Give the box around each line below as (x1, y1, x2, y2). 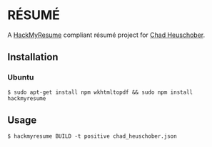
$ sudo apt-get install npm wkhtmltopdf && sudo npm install (7, 89, 193, 96)
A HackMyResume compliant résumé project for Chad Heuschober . (7, 31, 206, 39)
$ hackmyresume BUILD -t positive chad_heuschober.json (7, 133, 177, 140)
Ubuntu (7, 72, 34, 82)
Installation (7, 51, 59, 63)
